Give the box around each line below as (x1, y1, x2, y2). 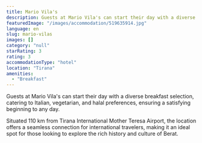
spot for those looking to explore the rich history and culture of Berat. (6, 130, 179, 138)
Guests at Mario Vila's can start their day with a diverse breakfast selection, (6, 93, 194, 100)
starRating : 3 (6, 48, 42, 54)
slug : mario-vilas (6, 31, 52, 37)
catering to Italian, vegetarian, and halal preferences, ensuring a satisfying (6, 99, 191, 106)
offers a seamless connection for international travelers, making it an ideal (6, 124, 191, 131)
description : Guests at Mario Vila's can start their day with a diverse (6, 14, 196, 21)
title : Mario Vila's (6, 8, 58, 15)
